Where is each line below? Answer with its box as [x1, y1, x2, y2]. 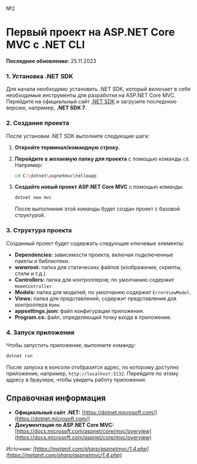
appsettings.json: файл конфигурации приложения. [14, 307, 145, 314]
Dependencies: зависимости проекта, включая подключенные [14, 251, 173, 258]
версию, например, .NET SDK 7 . [6, 104, 87, 111]
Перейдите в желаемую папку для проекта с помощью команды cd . [14, 155, 190, 162]
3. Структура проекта [6, 226, 72, 235]
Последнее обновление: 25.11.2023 [6, 57, 96, 64]
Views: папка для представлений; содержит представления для [14, 295, 177, 302]
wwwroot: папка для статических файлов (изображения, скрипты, [14, 263, 182, 271]
